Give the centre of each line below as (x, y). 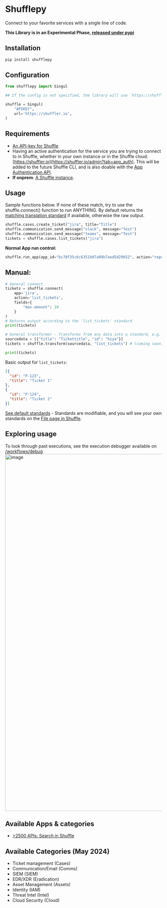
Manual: (18, 272)
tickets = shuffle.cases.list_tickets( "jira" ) (54, 238)
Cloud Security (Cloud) (36, 901)
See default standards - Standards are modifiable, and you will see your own (83, 413)
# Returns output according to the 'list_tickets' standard (69, 321)
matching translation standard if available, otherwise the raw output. (75, 216)
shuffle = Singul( (24, 105)
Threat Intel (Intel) (31, 895)
